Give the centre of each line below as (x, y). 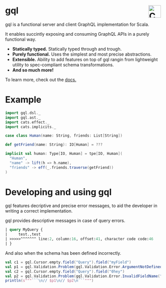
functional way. (21, 39)
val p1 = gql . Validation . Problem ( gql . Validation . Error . (64, 267)
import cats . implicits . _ (31, 127)
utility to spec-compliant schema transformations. (63, 65)
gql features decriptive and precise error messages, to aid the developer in (81, 206)
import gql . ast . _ (23, 117)
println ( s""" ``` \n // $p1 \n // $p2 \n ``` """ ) (49, 281)
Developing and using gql (59, 192)
